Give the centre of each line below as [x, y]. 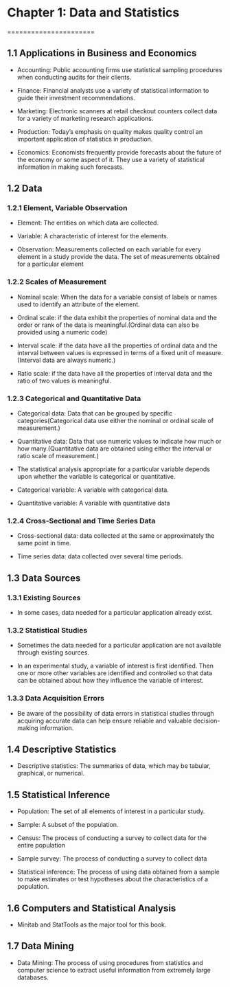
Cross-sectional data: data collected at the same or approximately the [116, 536]
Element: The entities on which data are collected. [88, 223]
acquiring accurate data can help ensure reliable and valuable [104, 721]
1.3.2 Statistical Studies [47, 630]
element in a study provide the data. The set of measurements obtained [118, 257]
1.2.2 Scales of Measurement [57, 282]
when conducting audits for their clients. [74, 77]
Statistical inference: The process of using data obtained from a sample [118, 872]
